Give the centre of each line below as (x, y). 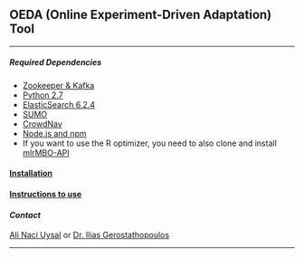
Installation (31, 173)
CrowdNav (43, 124)
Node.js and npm (54, 133)
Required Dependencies (56, 62)
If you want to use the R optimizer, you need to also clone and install (150, 143)
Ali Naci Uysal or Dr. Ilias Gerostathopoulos (90, 235)
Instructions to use (46, 194)
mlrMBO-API (46, 152)
